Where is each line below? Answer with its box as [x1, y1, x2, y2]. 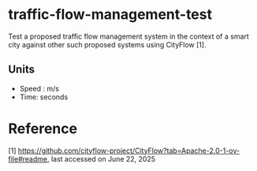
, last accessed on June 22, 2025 [47, 154, 156, 163]
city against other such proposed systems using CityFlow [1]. [8, 39, 207, 49]
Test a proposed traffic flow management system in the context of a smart [8, 32, 250, 41]
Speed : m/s [19, 84, 59, 93]
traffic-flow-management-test [8, 6, 213, 24]
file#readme [8, 154, 48, 163]
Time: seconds [19, 92, 69, 102]
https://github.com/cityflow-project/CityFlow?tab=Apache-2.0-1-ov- [17, 146, 240, 155]
